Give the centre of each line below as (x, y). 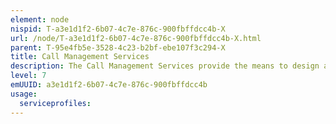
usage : (24, 94)
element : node (40, 19)
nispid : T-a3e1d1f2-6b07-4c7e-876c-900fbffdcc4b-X (118, 29)
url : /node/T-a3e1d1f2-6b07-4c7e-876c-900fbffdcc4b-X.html (136, 38)
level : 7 (28, 76)
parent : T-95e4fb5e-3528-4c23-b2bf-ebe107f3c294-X (118, 47)
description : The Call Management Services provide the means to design (165, 66)
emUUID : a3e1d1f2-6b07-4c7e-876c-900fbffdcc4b (109, 85)
